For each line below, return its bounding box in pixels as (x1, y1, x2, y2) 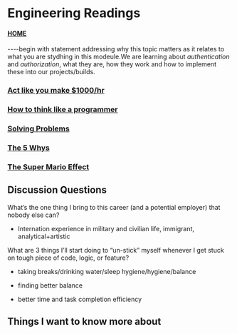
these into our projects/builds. (7, 68, 95, 76)
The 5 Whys (7, 143, 50, 153)
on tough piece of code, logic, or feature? (7, 253, 130, 262)
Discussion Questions (7, 184, 107, 196)
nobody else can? (7, 211, 60, 219)
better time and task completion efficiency (17, 295, 142, 303)
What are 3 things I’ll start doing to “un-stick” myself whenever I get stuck (7, 246, 224, 254)
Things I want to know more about (7, 315, 162, 328)
